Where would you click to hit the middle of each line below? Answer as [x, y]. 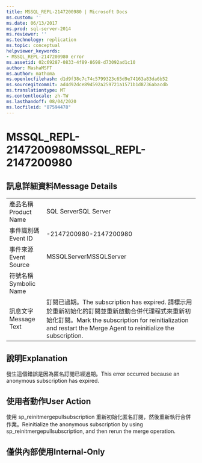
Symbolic [23, 283]
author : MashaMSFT [29, 68]
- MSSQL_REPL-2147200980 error [45, 57]
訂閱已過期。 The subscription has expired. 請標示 [116, 302]
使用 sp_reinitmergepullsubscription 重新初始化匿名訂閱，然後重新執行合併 [99, 417]
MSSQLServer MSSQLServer [86, 256]
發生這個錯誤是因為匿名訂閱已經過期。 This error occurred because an [93, 374]
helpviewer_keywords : [33, 51]
